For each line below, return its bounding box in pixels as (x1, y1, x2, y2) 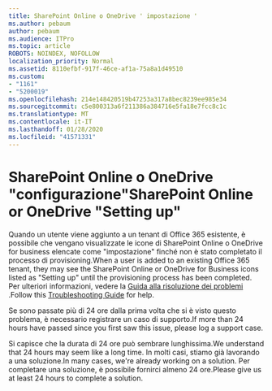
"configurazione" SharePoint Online (8, 185, 253, 203)
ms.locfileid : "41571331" (8, 133, 96, 141)
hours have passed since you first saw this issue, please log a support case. (8, 323, 264, 332)
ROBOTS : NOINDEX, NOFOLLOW (8, 50, 100, 58)
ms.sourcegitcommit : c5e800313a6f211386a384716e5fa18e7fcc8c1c (8, 102, 227, 111)
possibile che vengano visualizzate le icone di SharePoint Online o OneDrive (8, 237, 264, 248)
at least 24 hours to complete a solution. (8, 373, 144, 383)
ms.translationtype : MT (8, 111, 89, 119)
